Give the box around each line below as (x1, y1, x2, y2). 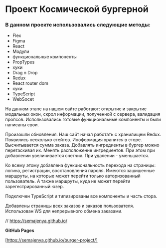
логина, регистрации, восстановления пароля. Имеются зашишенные (5, 168, 155, 174)
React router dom (12, 80, 49, 86)
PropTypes (12, 59, 35, 65)
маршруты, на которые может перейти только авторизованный (5, 173, 141, 179)
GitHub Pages (5, 228, 34, 234)
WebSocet (12, 96, 34, 102)
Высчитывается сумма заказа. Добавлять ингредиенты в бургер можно (5, 142, 160, 148)
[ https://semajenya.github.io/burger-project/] (5, 237, 98, 243)
